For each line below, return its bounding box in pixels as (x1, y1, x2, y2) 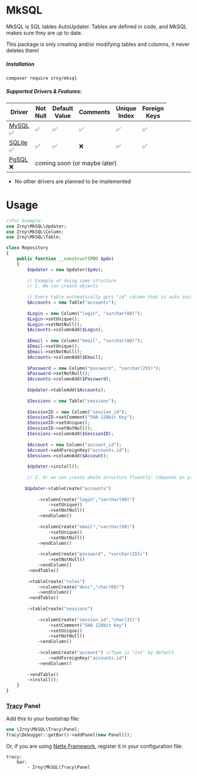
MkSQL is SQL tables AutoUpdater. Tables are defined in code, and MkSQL (6, 23, 188, 30)
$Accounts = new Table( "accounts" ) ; (27, 299, 117, 306)
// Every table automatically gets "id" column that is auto (27, 294, 180, 300)
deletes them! (6, 46, 39, 54)
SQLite (9, 138, 28, 146)
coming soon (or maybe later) (35, 159, 117, 167)
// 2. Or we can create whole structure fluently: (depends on (27, 475, 185, 481)
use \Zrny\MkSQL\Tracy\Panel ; (6, 727, 80, 732)
